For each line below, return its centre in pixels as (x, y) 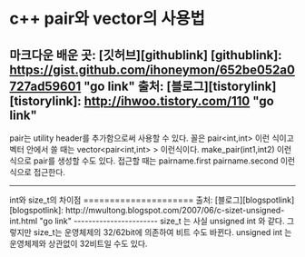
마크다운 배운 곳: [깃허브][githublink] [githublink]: (146, 55)
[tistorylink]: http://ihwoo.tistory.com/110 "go (142, 101)
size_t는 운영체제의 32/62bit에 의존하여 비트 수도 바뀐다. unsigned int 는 (162, 232)
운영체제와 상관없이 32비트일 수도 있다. (79, 243)
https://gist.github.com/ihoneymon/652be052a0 (152, 69)
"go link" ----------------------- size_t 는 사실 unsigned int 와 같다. (162, 221)
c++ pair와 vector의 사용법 (108, 19)
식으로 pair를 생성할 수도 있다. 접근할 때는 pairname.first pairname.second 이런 (152, 161)
